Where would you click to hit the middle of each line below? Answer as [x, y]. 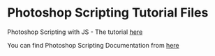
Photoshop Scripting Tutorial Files [108, 13]
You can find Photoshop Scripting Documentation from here [93, 45]
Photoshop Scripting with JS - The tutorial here [75, 32]
